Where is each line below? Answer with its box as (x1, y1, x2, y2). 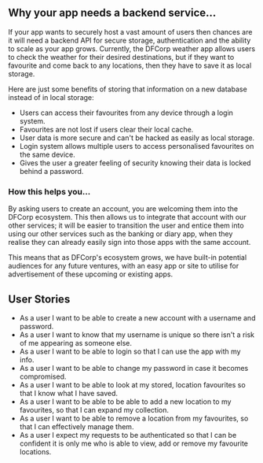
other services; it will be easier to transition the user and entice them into (8, 220, 245, 231)
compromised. (19, 372, 67, 381)
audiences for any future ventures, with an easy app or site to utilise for (8, 261, 239, 271)
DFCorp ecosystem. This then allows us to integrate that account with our (8, 213, 247, 222)
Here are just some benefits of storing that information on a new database (8, 84, 247, 94)
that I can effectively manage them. (19, 421, 134, 432)
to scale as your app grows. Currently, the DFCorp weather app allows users (8, 43, 256, 54)
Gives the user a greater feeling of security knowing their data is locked (19, 157, 251, 168)
